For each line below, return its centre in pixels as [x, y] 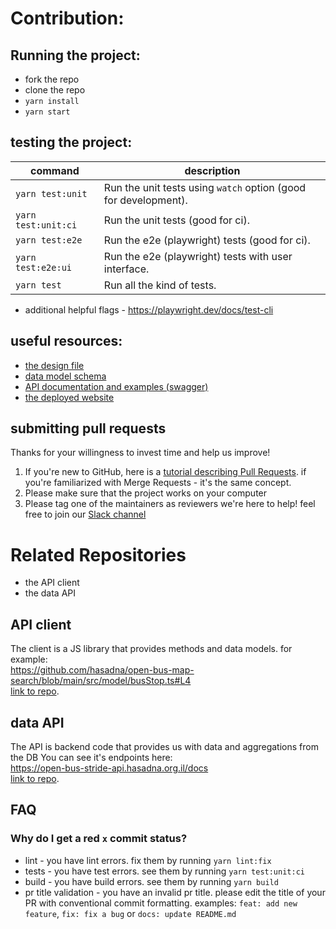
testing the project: [71, 142]
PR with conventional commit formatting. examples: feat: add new [161, 903]
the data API [50, 593]
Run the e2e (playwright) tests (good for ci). [207, 240]
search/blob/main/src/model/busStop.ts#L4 [101, 681]
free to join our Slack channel [85, 514]
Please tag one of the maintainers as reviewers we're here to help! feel [170, 504]
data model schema [65, 376]
